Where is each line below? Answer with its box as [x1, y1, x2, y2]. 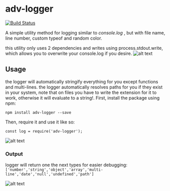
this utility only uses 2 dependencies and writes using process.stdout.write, [5, 45, 163, 51]
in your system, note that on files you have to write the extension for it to [5, 89, 157, 95]
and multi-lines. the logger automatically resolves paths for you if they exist [5, 84, 163, 90]
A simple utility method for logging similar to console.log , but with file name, [5, 29, 165, 36]
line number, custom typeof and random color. [5, 35, 103, 41]
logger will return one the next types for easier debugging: [5, 162, 128, 168]
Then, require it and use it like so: [5, 119, 75, 125]
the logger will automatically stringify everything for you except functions [5, 78, 158, 84]
